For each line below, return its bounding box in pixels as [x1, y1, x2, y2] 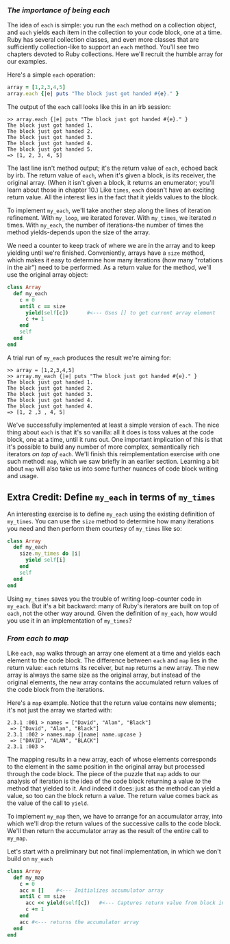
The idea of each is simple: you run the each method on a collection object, [7, 21, 217, 29]
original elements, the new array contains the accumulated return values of [7, 678, 219, 686]
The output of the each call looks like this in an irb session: [7, 103, 171, 111]
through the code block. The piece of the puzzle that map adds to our [7, 769, 201, 778]
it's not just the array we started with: [7, 706, 112, 714]
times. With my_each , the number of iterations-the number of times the [7, 221, 204, 229]
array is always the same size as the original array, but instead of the [7, 671, 201, 679]
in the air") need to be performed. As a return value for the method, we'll [7, 263, 212, 272]
